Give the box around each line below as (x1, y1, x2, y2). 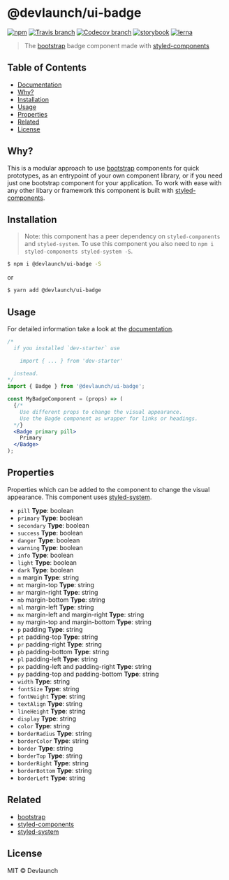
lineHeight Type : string (17, 707, 86, 715)
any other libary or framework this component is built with (7, 186, 175, 194)
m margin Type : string (17, 573, 79, 582)
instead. (13, 370, 39, 377)
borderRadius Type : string (17, 729, 92, 737)
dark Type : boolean (17, 565, 74, 574)
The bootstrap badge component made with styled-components (24, 41, 209, 50)
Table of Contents (7, 62, 87, 74)
